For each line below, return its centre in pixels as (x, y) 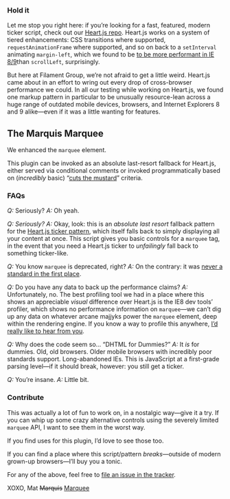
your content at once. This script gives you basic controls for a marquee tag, (114, 239)
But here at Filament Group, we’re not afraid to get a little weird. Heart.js (109, 75)
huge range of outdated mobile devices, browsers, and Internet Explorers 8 (113, 105)
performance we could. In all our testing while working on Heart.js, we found (115, 90)
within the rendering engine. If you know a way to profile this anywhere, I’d (113, 324)
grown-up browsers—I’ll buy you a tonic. (65, 461)
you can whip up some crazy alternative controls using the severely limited (113, 420)
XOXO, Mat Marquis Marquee (48, 488)
